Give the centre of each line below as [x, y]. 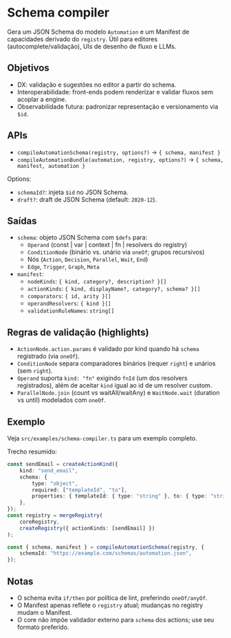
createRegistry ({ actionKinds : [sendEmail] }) [87, 528]
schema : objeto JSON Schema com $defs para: [82, 237]
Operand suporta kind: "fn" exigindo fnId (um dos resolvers [102, 378]
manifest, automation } [51, 166]
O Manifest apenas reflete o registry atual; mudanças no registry [110, 605]
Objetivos [28, 68]
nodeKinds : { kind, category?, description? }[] [97, 281]
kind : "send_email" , [49, 470]
